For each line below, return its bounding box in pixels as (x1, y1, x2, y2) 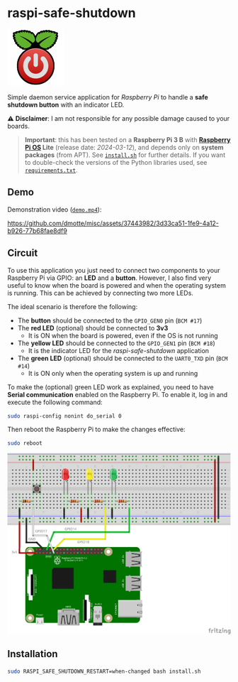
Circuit (7, 247, 38, 259)
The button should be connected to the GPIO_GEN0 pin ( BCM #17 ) (17, 316, 203, 325)
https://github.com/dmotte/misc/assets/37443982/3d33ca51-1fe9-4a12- (7, 219, 220, 227)
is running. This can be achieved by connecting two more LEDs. (7, 288, 193, 297)
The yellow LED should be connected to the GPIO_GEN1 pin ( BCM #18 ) (17, 339, 216, 347)
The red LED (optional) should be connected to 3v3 (17, 323, 169, 332)
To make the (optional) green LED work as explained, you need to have (7, 382, 214, 391)
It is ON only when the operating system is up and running (28, 369, 198, 377)
